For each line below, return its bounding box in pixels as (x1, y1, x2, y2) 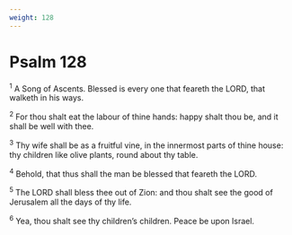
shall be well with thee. (9, 120, 94, 131)
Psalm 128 (9, 51, 87, 72)
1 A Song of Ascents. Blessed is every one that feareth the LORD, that (9, 82, 265, 94)
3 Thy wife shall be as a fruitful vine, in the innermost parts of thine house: (9, 138, 284, 151)
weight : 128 (9, 13, 54, 22)
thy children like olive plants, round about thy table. (9, 149, 199, 160)
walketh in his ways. (9, 92, 84, 103)
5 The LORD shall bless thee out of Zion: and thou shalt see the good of (9, 186, 274, 197)
